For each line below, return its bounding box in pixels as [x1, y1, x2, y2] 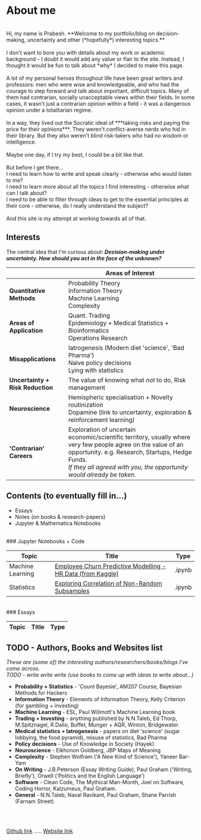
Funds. [68, 455, 88, 464]
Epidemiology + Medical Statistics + [68, 319, 169, 327]
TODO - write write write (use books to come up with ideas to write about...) [6, 671, 194, 678]
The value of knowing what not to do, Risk [68, 376, 187, 384]
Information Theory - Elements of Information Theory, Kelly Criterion [14, 696, 185, 703]
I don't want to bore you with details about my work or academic [6, 49, 165, 56]
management [68, 383, 106, 391]
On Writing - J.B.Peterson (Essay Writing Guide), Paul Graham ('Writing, [14, 766, 193, 773]
